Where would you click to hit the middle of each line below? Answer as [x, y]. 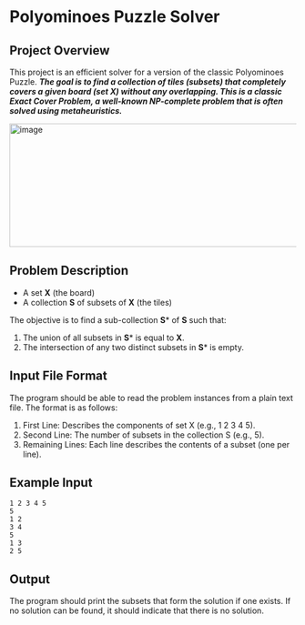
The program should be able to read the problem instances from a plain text [152, 398]
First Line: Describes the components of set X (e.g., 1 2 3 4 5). [139, 425]
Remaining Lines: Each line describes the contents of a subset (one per [156, 444]
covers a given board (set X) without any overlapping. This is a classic [146, 91]
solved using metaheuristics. [66, 111]
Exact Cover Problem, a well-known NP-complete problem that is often [147, 101]
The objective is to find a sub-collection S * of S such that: [118, 319]
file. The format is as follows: [64, 408]
